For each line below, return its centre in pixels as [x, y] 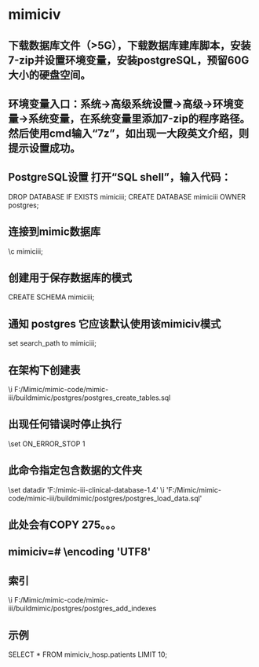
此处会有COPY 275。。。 [65, 525]
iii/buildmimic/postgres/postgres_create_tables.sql [89, 398]
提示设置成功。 [44, 148]
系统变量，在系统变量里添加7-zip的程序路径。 [140, 118]
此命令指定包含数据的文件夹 [75, 470]
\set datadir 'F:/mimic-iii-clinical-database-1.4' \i [86, 489]
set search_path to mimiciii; [52, 343]
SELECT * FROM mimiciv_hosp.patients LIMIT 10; [88, 654]
